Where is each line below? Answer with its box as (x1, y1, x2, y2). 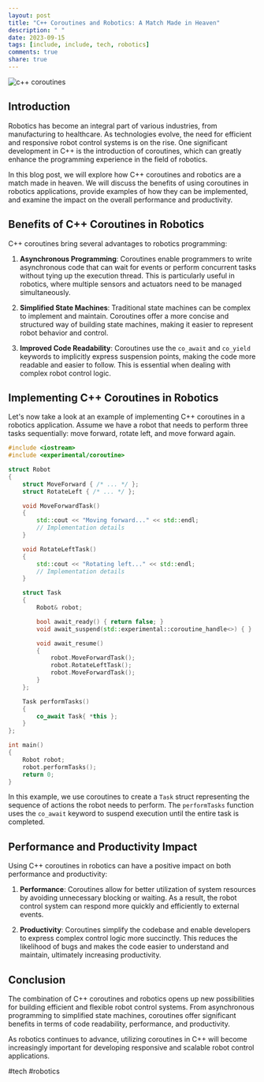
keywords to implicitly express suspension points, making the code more (19, 352, 256, 361)
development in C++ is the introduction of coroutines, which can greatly (8, 146, 242, 155)
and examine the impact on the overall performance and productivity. (8, 195, 233, 204)
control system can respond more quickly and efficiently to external (19, 901, 240, 911)
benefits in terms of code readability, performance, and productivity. (8, 1019, 231, 1029)
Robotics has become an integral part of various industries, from (8, 121, 218, 130)
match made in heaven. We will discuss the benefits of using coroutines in (8, 178, 249, 188)
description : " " (8, 26, 65, 34)
